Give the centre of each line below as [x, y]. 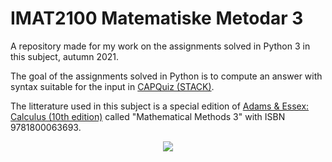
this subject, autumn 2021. [65, 56]
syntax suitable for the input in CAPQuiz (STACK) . [112, 86]
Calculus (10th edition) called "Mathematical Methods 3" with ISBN [148, 116]
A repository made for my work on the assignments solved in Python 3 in [160, 46]
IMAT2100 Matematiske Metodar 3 [157, 18]
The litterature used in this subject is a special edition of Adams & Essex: [160, 106]
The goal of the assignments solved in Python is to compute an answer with [166, 76]
